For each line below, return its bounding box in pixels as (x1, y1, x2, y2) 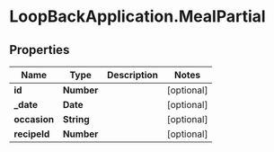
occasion (13, 113, 55, 125)
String (62, 113, 90, 125)
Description (107, 69, 159, 81)
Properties (9, 42, 70, 58)
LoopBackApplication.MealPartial (9, 6, 267, 27)
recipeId (13, 128, 50, 140)
